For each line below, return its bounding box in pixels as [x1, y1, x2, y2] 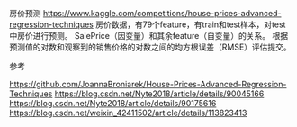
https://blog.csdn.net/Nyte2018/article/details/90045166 [54, 88, 265, 99]
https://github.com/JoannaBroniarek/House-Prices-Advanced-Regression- [9, 79, 287, 89]
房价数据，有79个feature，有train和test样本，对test [95, 19, 286, 30]
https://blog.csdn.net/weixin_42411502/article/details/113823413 [9, 107, 247, 118]
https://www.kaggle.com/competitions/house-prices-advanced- [42, 8, 282, 18]
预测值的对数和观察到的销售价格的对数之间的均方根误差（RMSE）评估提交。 [9, 41, 292, 52]
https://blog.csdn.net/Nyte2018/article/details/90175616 [9, 98, 217, 108]
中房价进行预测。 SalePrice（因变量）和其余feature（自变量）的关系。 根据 [9, 31, 289, 41]
